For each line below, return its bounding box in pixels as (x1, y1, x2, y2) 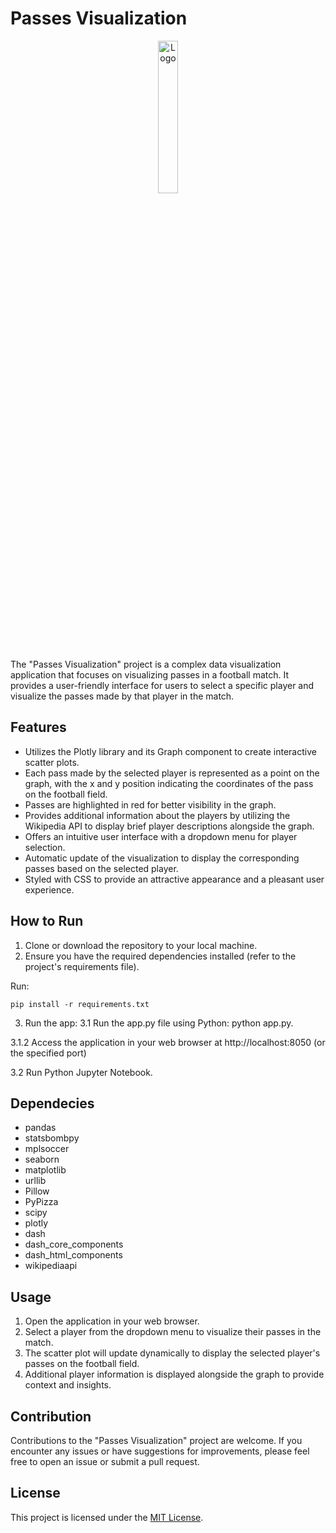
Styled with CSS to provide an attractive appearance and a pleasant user (24, 873, 325, 885)
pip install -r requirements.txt (10, 999, 150, 1009)
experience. (24, 883, 75, 896)
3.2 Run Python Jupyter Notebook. (10, 1066, 153, 1078)
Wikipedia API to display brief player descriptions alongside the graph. (24, 820, 315, 832)
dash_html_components (24, 1249, 123, 1261)
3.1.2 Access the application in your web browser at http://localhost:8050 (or (10, 1036, 326, 1048)
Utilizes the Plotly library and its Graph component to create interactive (24, 745, 317, 757)
